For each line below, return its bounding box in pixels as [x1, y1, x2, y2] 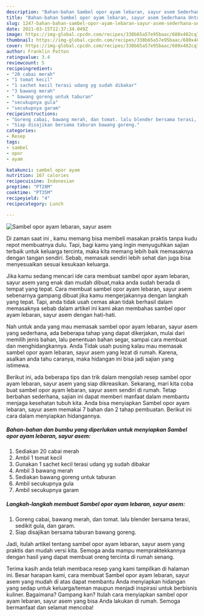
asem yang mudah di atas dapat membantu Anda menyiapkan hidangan [6, 578, 186, 586]
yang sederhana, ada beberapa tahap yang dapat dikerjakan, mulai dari [6, 329, 185, 336]
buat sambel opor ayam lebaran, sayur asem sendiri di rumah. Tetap [6, 386, 177, 393]
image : [6, 32, 23, 38]
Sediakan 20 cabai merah [15, 448, 80, 455]
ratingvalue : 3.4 [6, 54, 50, 60]
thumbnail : [6, 37, 34, 43]
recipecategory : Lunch [6, 201, 64, 207]
